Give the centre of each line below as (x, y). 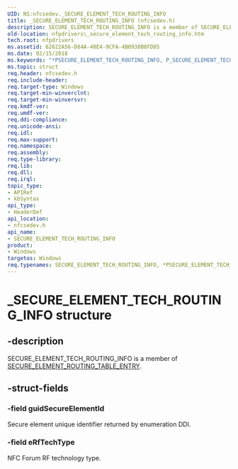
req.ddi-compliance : (38, 119)
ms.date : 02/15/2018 (38, 54)
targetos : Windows (34, 259)
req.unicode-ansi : (34, 126)
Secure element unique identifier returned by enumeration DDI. (99, 424)
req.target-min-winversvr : (47, 100)
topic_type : (25, 185)
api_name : (22, 232)
